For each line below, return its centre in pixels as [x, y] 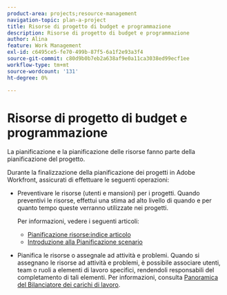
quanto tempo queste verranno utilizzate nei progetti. [93, 208]
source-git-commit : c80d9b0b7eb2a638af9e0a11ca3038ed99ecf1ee [98, 59]
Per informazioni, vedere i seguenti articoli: [78, 221]
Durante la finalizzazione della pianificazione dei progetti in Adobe [101, 173]
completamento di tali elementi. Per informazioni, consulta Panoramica [118, 278]
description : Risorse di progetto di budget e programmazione [98, 33]
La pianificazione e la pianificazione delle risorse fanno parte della [101, 152]
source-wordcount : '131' [43, 71]
